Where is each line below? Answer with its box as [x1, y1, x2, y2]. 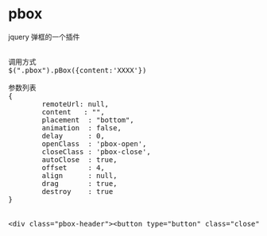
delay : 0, [41, 131, 105, 140]
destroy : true [41, 187, 114, 195]
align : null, [41, 171, 118, 180]
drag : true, [41, 179, 118, 188]
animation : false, [41, 123, 122, 132]
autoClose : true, [41, 155, 118, 164]
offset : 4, [41, 163, 105, 172]
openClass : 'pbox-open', [41, 139, 147, 148]
